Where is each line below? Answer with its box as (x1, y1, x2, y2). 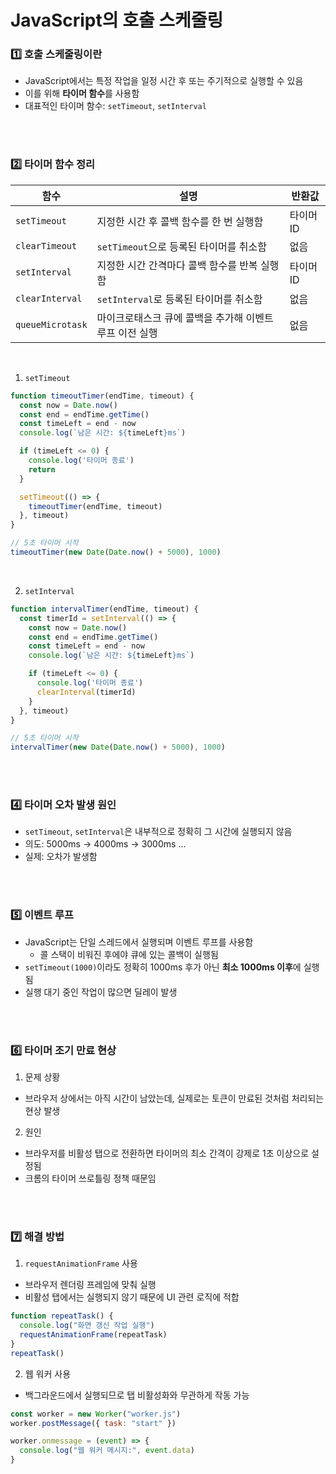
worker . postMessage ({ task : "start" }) (10, 1418, 177, 1428)
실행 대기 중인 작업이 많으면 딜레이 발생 (24, 986, 178, 998)
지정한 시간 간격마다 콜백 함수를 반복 (96, 258, 258, 272)
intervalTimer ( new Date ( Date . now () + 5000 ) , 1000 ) (10, 742, 226, 753)
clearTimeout (15, 240, 78, 251)
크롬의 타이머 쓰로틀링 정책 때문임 (24, 1172, 157, 1185)
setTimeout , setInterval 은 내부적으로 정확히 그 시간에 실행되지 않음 (24, 826, 293, 838)
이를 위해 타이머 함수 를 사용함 (24, 87, 140, 100)
